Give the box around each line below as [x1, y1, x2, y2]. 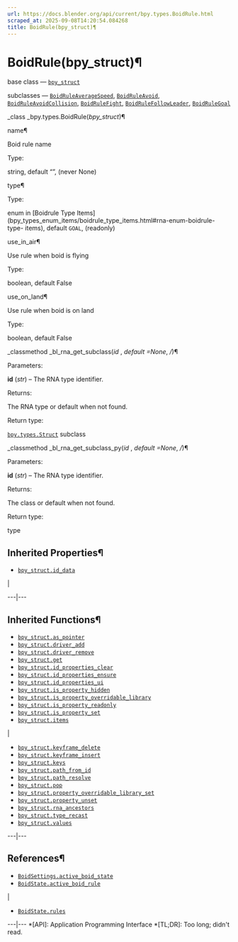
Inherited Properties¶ [7, 547, 104, 559]
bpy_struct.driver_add [17, 641, 85, 648]
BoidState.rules [17, 907, 66, 915]
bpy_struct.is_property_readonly [17, 702, 117, 709]
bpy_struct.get [17, 656, 63, 663]
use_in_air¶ [7, 238, 40, 246]
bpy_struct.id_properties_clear [17, 664, 113, 671]
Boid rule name [7, 140, 52, 149]
